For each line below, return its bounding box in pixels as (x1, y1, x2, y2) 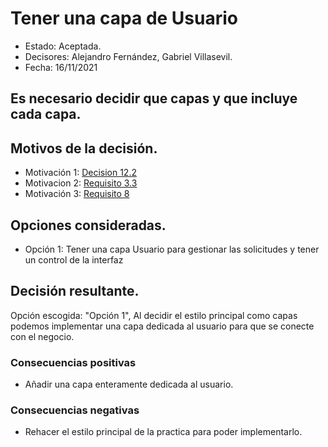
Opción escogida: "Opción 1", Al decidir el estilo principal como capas (10, 309, 298, 321)
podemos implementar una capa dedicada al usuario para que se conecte (10, 320, 315, 332)
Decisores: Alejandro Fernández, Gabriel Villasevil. (24, 50, 233, 62)
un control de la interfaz (24, 253, 124, 266)
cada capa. (10, 106, 82, 123)
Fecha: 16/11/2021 (24, 61, 98, 73)
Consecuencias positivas (10, 355, 137, 369)
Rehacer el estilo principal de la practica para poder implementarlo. (24, 426, 303, 438)
